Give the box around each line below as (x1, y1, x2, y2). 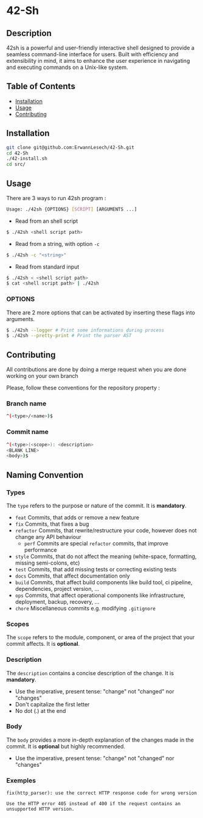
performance (24, 546, 58, 553)
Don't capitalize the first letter (15, 700, 90, 708)
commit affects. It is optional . (6, 640, 80, 648)
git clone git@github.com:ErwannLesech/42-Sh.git (6, 144, 135, 150)
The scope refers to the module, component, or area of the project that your (6, 634, 195, 641)
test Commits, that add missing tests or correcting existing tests (15, 565, 177, 573)
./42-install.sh (6, 156, 47, 162)
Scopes (6, 620, 29, 628)
